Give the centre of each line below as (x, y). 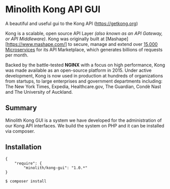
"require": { (28, 163)
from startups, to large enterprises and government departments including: (84, 81)
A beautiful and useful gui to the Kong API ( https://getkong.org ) (72, 23)
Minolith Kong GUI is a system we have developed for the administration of (83, 120)
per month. (17, 55)
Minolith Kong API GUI (53, 9)
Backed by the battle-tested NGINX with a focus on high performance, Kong (85, 65)
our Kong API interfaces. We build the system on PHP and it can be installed (85, 125)
